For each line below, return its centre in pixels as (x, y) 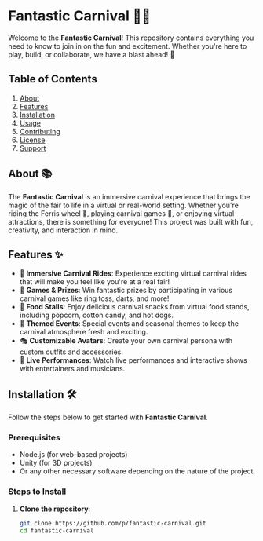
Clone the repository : (55, 509)
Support (33, 148)
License (32, 140)
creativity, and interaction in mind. (63, 230)
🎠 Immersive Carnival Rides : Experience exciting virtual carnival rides (133, 273)
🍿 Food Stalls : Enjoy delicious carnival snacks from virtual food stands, (134, 307)
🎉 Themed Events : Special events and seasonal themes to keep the (129, 324)
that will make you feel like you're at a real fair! (95, 282)
